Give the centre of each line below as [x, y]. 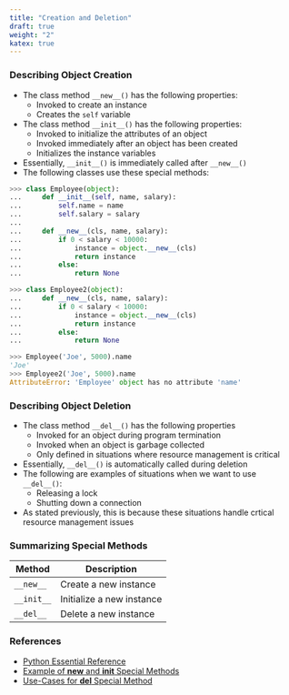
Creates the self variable [83, 114]
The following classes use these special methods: [116, 172]
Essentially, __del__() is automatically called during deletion [135, 464]
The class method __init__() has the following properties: [132, 124]
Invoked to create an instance [92, 105]
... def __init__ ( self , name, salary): [93, 197]
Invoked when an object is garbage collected [120, 445]
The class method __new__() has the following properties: [130, 95]
